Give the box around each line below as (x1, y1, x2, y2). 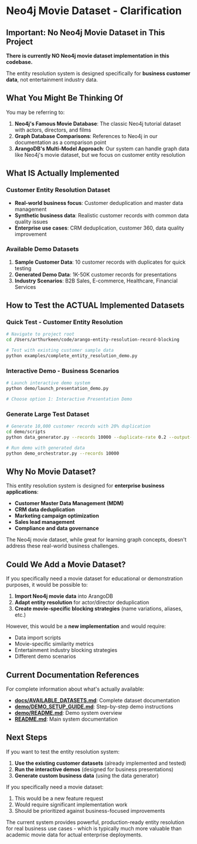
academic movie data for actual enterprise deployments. (6, 831, 142, 838)
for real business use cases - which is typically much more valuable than (6, 825, 182, 832)
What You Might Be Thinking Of (6, 93, 123, 103)
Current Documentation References (6, 670, 140, 680)
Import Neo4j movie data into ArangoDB (14, 593, 113, 600)
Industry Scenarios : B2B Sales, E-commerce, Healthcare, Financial (14, 277, 178, 284)
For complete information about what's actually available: (6, 685, 145, 692)
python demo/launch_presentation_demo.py (6, 386, 109, 392)
